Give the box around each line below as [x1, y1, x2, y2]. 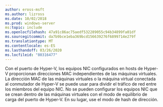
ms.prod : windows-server [5, 20, 55, 26]
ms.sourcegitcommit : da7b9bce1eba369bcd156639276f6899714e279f [5, 35, 136, 39]
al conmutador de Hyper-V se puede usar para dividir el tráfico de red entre [5, 81, 157, 87]
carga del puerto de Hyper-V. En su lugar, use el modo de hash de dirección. [5, 97, 159, 103]
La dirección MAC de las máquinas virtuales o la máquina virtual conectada [5, 76, 156, 82]
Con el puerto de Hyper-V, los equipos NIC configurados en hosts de [5, 66, 143, 71]
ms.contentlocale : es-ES [5, 43, 55, 48]
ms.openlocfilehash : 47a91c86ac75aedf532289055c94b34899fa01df [5, 30, 136, 35]
